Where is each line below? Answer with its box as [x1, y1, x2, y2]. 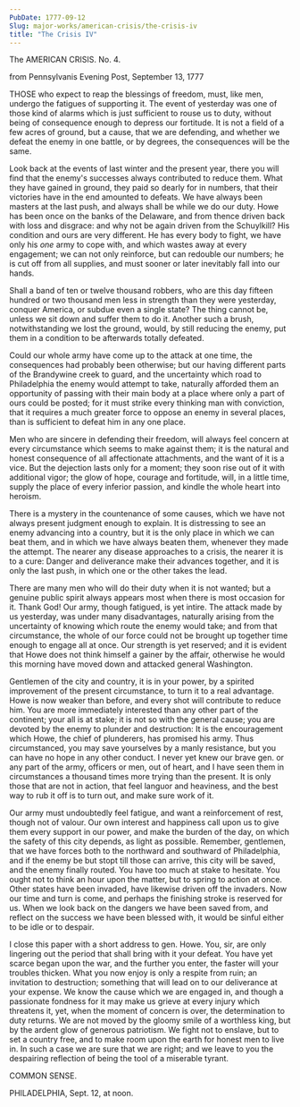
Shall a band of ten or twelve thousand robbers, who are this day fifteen [9, 285, 274, 296]
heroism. [9, 491, 42, 502]
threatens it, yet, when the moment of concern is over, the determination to [9, 1006, 286, 1017]
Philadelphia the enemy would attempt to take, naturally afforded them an [9, 379, 279, 389]
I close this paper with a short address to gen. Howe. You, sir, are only [9, 939, 267, 949]
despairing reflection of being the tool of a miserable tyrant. [9, 1053, 229, 1064]
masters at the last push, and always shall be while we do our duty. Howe [9, 201, 279, 212]
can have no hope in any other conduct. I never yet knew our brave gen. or [9, 753, 284, 763]
